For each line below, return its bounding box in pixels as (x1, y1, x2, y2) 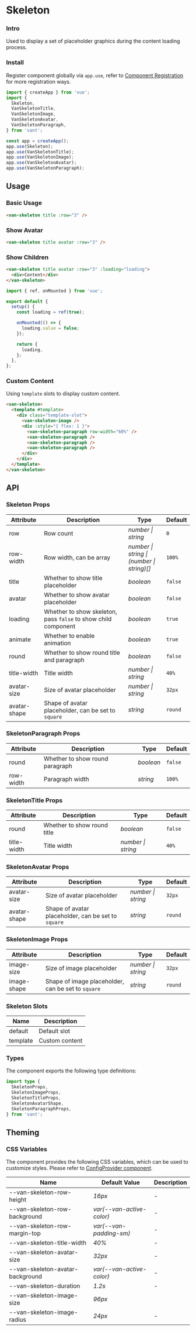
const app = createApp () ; (6, 138, 69, 144)
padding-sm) (93, 1229, 131, 1237)
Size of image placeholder (45, 964, 117, 972)
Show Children (6, 253, 49, 261)
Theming (6, 1127, 40, 1137)
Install (6, 59, 24, 67)
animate (9, 635, 31, 644)
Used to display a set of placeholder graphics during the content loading (6, 37, 180, 44)
